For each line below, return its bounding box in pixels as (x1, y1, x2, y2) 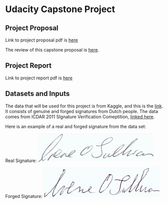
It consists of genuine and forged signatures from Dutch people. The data (5, 108, 158, 114)
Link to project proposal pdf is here (5, 37, 78, 43)
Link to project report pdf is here (5, 75, 73, 81)
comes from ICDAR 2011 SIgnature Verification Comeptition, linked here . (5, 114, 155, 120)
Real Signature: (5, 158, 37, 164)
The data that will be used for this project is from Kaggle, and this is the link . (5, 103, 163, 109)
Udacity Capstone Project (5, 4, 116, 15)
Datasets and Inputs (5, 89, 70, 98)
